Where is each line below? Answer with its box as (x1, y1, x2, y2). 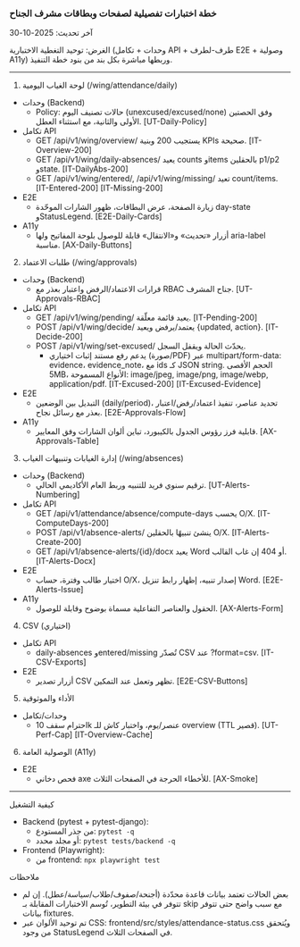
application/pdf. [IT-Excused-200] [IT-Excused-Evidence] (48, 379, 262, 390)
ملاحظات (9, 872, 40, 883)
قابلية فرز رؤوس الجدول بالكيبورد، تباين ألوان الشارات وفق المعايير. (35, 426, 259, 437)
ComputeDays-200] (35, 517, 110, 529)
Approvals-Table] (35, 436, 100, 447)
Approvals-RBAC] (35, 293, 101, 304)
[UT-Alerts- (208, 480, 251, 490)
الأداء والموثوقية (21, 693, 75, 704)
